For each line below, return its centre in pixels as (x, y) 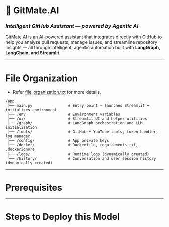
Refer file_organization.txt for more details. (57, 92)
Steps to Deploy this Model (62, 217)
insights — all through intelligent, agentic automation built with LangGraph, (83, 48)
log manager (18, 136)
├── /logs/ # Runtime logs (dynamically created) (78, 154)
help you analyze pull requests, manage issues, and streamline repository (81, 42)
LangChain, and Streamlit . (33, 53)
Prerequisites (34, 187)
